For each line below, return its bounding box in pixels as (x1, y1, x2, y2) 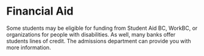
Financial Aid (6, 4, 74, 18)
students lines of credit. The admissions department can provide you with (6, 37, 191, 44)
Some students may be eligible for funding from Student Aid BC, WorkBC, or (6, 24, 198, 32)
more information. (6, 44, 51, 51)
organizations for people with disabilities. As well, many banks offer (6, 30, 175, 38)
